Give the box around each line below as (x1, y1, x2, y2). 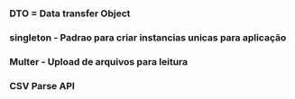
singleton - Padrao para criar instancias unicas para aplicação (9, 31, 287, 43)
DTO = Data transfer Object (9, 7, 131, 20)
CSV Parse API (9, 79, 75, 92)
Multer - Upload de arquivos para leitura (9, 55, 189, 67)
